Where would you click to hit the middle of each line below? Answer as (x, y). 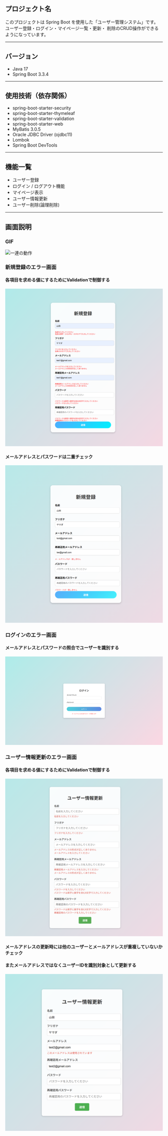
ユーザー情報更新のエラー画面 (41, 757)
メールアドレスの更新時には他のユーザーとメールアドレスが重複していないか (84, 946)
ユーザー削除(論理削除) (36, 205)
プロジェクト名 (28, 9)
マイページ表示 (28, 192)
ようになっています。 (27, 34)
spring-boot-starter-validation (43, 118)
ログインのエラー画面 (31, 635)
